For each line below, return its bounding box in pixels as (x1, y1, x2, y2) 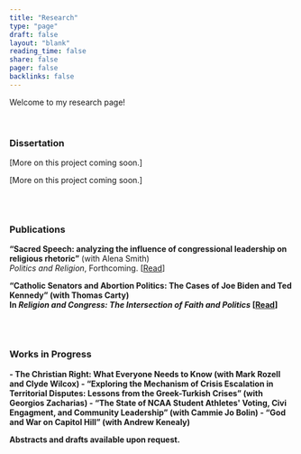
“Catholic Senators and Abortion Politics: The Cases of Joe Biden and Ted (9, 281, 292, 292)
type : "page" (9, 22, 59, 31)
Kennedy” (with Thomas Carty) (9, 290, 130, 301)
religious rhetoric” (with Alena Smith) (9, 254, 150, 264)
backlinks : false (9, 72, 75, 81)
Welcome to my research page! (9, 97, 126, 107)
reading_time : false (9, 47, 87, 56)
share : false (9, 55, 59, 64)
